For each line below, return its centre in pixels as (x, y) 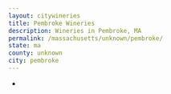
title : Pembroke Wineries (51, 23)
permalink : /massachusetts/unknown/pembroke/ (85, 38)
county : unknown (35, 53)
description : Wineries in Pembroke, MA (75, 31)
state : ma (25, 46)
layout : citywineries (45, 16)
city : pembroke (34, 61)
